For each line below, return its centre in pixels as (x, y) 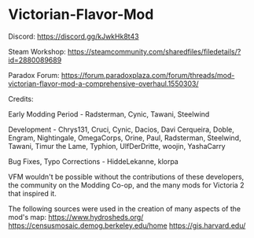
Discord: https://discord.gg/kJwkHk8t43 (74, 36)
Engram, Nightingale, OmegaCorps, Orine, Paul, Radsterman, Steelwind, (125, 138)
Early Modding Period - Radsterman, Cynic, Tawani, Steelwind (109, 114)
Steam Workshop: (37, 51)
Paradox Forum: (34, 75)
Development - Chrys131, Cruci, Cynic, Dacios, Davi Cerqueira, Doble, (121, 129)
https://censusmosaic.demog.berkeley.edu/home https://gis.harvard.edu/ (127, 225)
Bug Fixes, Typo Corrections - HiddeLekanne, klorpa (93, 161)
